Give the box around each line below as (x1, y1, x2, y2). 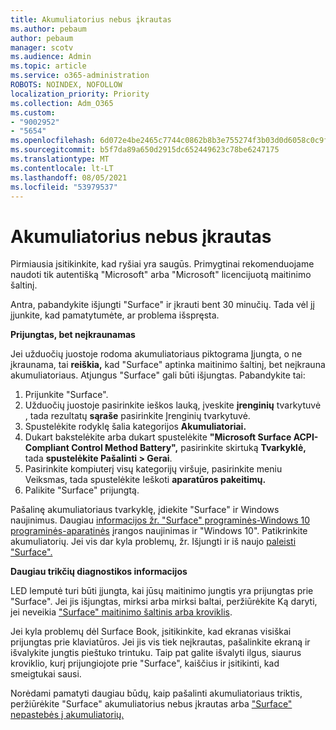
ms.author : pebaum (10, 24, 87, 34)
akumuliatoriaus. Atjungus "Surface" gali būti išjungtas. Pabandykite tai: (10, 369, 306, 381)
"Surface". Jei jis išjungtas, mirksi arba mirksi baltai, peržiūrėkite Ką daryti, (10, 596, 318, 608)
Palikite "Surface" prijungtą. (24, 484, 140, 496)
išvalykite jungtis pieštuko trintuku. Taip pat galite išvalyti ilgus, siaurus (10, 647, 302, 659)
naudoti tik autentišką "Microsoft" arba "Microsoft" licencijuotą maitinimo (10, 269, 312, 281)
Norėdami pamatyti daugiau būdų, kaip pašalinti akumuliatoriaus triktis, (10, 687, 303, 700)
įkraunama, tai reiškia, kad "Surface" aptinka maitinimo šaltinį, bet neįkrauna (10, 359, 326, 371)
